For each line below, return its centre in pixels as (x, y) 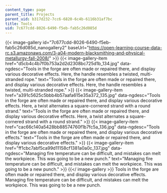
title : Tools (19, 24)
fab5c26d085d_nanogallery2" (36, 48)
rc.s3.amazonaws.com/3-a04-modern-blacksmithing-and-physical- (75, 53)
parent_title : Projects (30, 14)
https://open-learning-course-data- (126, 48)
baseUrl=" (79, 48)
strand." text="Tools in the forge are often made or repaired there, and (77, 111)
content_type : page (25, 10)
